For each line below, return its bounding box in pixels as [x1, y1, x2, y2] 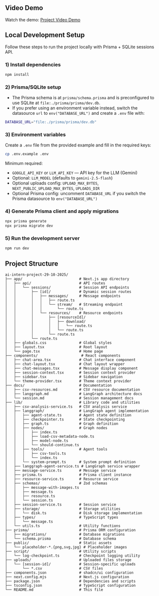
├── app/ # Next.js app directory [5, 277, 130, 282]
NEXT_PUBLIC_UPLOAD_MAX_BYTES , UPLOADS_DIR [12, 185, 100, 191]
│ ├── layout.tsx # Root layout [5, 345, 108, 350]
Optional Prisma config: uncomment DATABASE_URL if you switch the [12, 191, 146, 197]
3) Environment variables [5, 131, 66, 138]
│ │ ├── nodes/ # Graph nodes [5, 426, 108, 431]
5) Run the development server [5, 235, 80, 242]
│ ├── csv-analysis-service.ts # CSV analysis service [5, 404, 127, 409]
